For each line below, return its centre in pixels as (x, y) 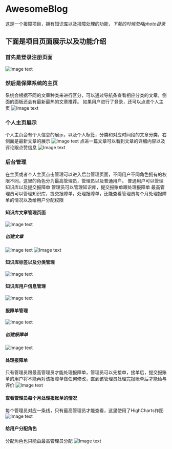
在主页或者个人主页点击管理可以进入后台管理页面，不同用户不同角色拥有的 (84, 174)
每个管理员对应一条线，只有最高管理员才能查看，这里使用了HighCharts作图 (84, 410)
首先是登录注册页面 (29, 57)
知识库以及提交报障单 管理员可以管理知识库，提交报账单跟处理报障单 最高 (83, 187)
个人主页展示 (21, 123)
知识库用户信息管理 (26, 286)
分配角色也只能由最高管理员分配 (39, 441)
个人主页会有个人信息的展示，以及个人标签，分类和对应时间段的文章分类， (84, 135)
